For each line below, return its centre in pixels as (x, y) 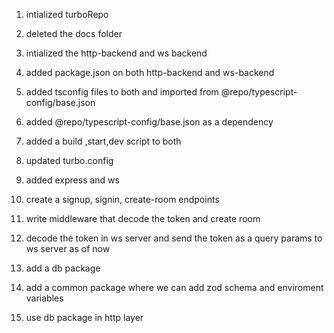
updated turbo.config (69, 160)
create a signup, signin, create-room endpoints (122, 199)
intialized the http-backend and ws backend (116, 53)
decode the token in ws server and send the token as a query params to (174, 238)
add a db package (63, 268)
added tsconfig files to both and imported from (122, 92)
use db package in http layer (84, 317)
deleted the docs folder (74, 33)
